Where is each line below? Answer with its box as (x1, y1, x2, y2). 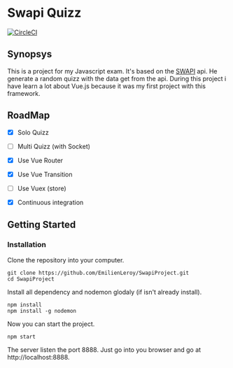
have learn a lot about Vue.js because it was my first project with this (7, 82, 206, 90)
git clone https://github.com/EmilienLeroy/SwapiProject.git (7, 269, 190, 276)
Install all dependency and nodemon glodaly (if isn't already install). (7, 288, 202, 296)
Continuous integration (17, 198, 84, 206)
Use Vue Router (17, 156, 64, 164)
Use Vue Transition (17, 170, 73, 178)
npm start (7, 333, 36, 340)
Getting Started (7, 219, 76, 231)
